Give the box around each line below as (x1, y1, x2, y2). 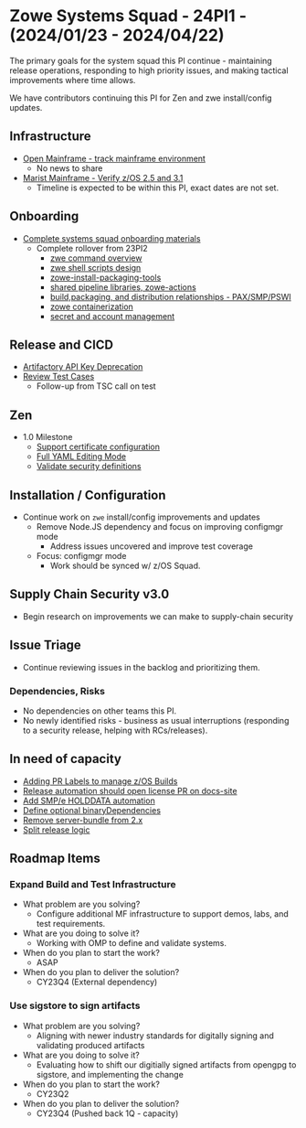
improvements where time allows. (9, 74, 136, 85)
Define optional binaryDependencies (22, 804, 162, 815)
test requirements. (36, 919, 106, 929)
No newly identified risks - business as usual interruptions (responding (22, 714, 290, 725)
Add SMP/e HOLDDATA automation (22, 795, 155, 806)
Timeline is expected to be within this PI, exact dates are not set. (36, 182, 280, 193)
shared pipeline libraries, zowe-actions (49, 281, 196, 293)
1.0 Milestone (22, 432, 73, 443)
